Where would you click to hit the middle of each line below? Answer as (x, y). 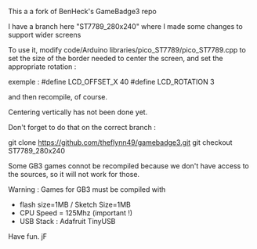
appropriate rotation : (42, 67)
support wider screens (45, 35)
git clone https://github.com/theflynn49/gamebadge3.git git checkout (120, 143)
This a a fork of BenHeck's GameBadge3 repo (82, 11)
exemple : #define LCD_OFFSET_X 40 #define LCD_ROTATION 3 (111, 82)
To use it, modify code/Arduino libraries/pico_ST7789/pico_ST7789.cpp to (127, 50)
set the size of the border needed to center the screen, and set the (116, 58)
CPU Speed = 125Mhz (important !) (76, 213)
